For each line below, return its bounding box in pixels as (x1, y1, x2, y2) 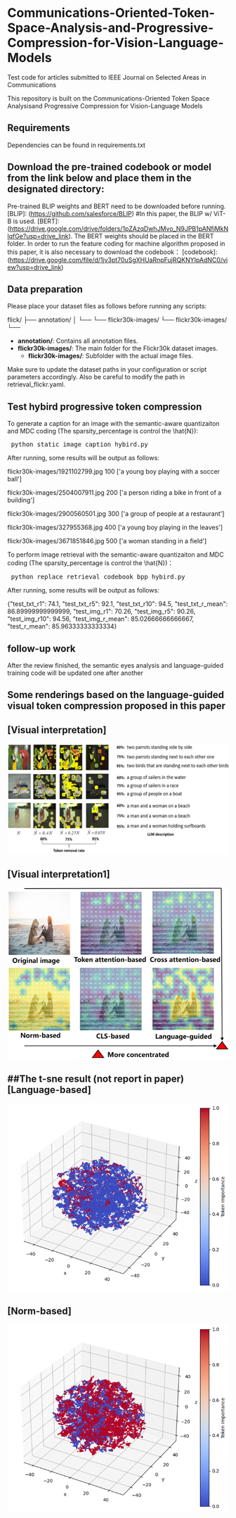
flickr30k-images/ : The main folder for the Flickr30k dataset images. (17, 344, 218, 353)
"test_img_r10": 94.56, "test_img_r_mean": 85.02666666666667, (7, 614, 195, 624)
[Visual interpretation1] (7, 868, 110, 880)
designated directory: (7, 183, 105, 195)
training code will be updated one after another (7, 669, 144, 677)
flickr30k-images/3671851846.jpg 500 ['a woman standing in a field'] (7, 537, 207, 545)
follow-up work (7, 643, 76, 654)
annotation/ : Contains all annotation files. (17, 336, 138, 346)
